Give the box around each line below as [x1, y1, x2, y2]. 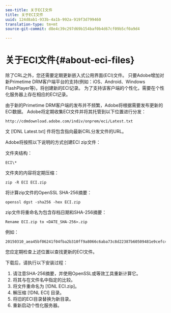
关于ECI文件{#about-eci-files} [5, 55, 135, 66]
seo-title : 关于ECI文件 [5, 7, 52, 13]
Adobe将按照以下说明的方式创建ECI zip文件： [5, 139, 101, 145]
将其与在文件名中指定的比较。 [12, 277, 75, 283]
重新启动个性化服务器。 [12, 302, 62, 308]
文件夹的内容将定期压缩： [5, 170, 59, 176]
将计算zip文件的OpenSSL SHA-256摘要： [5, 190, 92, 196]
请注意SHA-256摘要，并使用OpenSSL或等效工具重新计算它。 [12, 271, 141, 277]
